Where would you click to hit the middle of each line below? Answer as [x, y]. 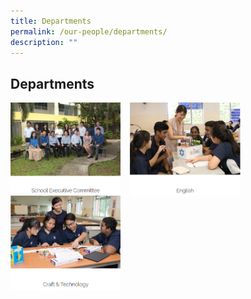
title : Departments [51, 21]
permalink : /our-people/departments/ [89, 31]
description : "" [44, 42]
